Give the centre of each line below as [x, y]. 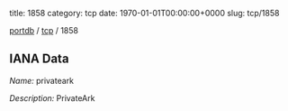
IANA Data [39, 59]
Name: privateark [42, 80]
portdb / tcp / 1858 [44, 30]
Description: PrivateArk [52, 97]
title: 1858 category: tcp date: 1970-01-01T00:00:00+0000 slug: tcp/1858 [144, 13]
